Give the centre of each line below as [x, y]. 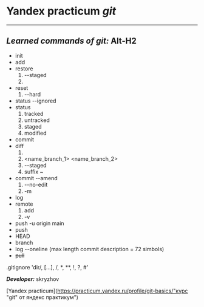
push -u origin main [40, 223]
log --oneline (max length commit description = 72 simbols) [90, 249]
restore [24, 69]
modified [35, 133]
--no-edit [36, 184]
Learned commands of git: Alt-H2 [71, 41]
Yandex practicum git [61, 11]
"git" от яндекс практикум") [42, 297]
